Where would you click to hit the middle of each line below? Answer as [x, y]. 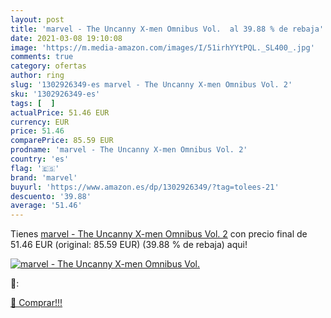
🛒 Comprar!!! [36, 303]
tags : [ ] [33, 103]
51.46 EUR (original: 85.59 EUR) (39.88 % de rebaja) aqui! [129, 245]
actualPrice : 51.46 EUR [60, 112]
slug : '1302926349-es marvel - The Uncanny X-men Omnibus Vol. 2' [151, 85]
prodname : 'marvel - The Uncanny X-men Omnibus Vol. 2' [129, 150]
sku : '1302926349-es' [55, 94]
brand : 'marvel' [44, 177]
